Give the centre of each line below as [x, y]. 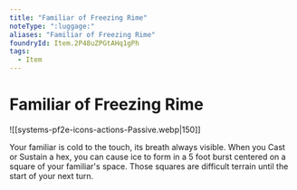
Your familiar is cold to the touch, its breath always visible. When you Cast [147, 147]
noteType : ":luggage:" [52, 26]
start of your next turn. [52, 176]
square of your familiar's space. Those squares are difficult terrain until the [149, 166]
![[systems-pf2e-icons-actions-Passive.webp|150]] [105, 129]
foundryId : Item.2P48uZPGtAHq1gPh [75, 43]
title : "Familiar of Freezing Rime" [78, 18]
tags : [19, 52]
